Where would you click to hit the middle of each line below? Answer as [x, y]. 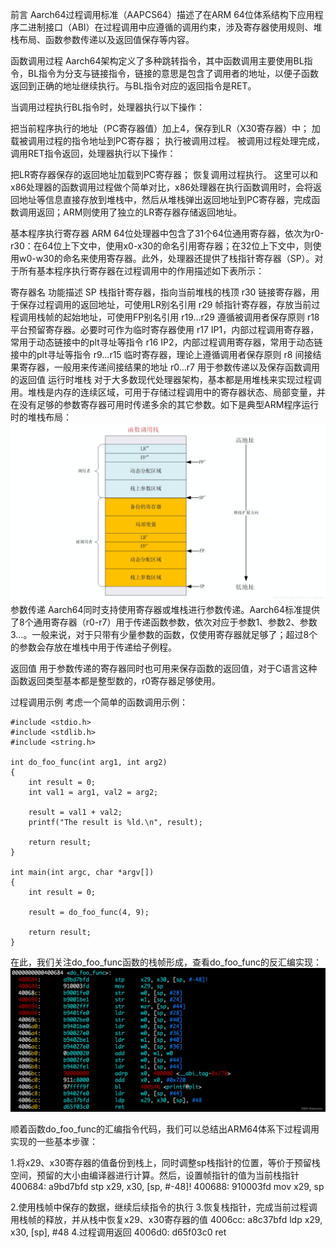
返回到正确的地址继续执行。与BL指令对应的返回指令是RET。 [133, 86]
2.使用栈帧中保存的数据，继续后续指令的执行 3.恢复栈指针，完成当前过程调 [164, 1207]
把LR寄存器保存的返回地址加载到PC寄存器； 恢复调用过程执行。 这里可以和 [164, 174]
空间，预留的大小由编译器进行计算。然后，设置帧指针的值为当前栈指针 [155, 1175]
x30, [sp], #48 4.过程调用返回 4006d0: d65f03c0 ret [118, 1232]
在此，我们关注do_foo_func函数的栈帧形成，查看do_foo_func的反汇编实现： [166, 962]
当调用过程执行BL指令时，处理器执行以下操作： [108, 107]
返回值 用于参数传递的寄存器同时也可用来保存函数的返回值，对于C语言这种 [164, 669]
